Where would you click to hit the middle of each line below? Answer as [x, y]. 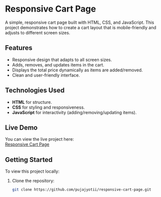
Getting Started [29, 159]
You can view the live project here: [40, 139]
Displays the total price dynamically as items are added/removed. [77, 70]
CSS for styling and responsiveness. [48, 107]
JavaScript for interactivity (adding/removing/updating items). [74, 112]
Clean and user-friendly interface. [46, 75]
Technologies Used [35, 90]
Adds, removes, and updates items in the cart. [58, 65]
